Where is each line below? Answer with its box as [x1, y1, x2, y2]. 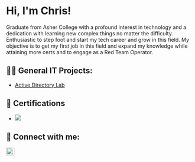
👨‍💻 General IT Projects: [6, 66, 93, 76]
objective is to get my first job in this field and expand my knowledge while [6, 42, 188, 49]
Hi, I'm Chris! [6, 4, 71, 18]
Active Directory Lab [14, 81, 65, 88]
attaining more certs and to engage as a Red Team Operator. [6, 48, 154, 55]
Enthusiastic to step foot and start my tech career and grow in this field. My [6, 36, 190, 43]
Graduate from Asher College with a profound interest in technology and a [6, 24, 187, 31]
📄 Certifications [6, 98, 66, 108]
